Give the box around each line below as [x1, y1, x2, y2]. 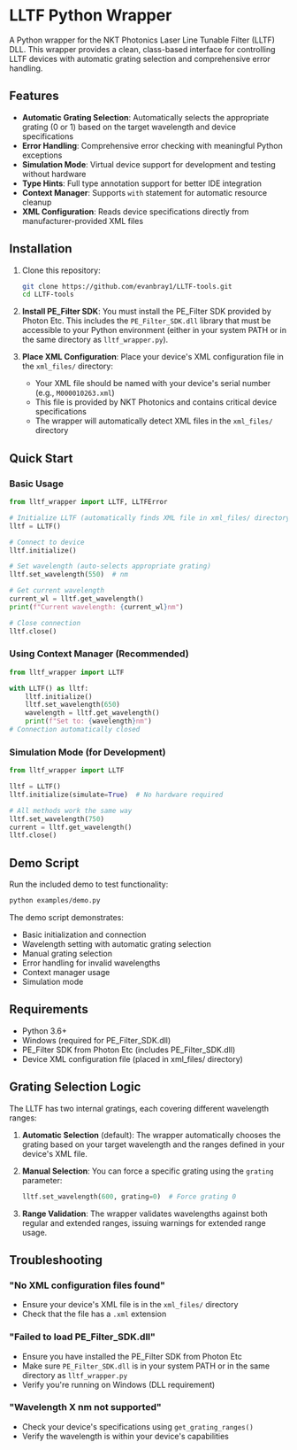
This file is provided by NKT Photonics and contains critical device [34, 397, 277, 407]
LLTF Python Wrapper [9, 5, 172, 26]
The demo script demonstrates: [9, 912, 124, 923]
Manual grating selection [21, 949, 113, 959]
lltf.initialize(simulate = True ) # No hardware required [9, 790, 224, 799]
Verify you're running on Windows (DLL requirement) [21, 1379, 216, 1390]
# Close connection [9, 618, 81, 627]
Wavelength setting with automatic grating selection [21, 939, 212, 950]
